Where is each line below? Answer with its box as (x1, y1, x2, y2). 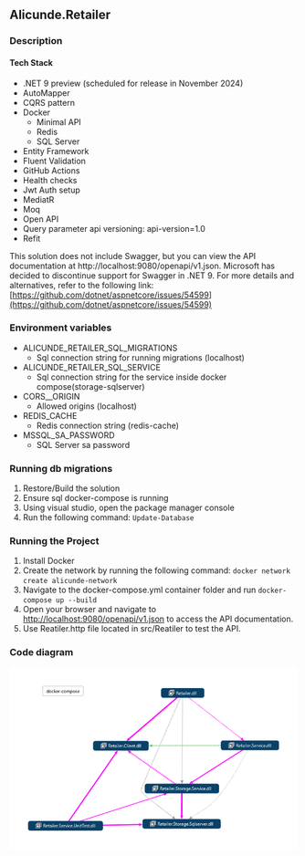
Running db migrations (9, 462, 113, 475)
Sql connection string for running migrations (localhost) (36, 351, 245, 363)
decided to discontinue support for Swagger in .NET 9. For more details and (9, 269, 295, 281)
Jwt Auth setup (22, 184, 80, 195)
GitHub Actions (22, 164, 80, 176)
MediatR (22, 193, 55, 204)
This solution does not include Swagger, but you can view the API (9, 250, 257, 261)
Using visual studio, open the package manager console (22, 502, 235, 514)
